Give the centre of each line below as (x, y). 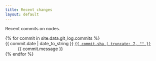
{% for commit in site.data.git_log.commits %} (52, 38)
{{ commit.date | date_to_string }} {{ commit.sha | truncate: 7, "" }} (78, 43)
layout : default (22, 14)
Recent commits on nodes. (33, 28)
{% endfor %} (19, 54)
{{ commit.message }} (40, 49)
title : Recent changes (29, 10)
